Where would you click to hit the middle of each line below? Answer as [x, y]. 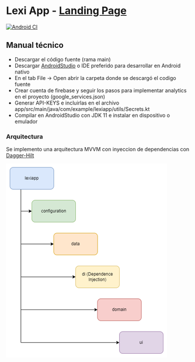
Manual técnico [35, 45]
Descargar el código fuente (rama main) [62, 59]
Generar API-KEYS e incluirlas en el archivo [67, 103]
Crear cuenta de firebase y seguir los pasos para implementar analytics [100, 90]
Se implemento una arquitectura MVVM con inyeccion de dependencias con [98, 149]
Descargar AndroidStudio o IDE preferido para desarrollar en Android [97, 65]
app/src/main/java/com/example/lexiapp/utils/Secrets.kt [82, 109]
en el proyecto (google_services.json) [60, 96]
